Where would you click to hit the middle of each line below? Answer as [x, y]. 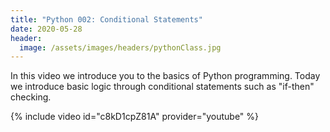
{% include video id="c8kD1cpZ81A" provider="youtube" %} [135, 117]
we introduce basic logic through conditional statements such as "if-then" [162, 87]
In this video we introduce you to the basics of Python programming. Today [165, 76]
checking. [31, 97]
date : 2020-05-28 [46, 29]
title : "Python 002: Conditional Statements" [106, 19]
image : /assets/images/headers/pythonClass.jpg [120, 47]
